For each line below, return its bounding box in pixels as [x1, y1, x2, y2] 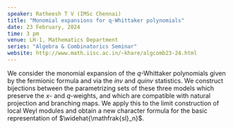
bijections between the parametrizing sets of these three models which [7, 84, 215, 92]
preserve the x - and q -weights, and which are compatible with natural [7, 91, 211, 99]
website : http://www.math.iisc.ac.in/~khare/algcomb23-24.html [7, 50, 198, 57]
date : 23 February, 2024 [7, 23, 80, 30]
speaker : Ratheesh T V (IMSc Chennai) [7, 10, 121, 18]
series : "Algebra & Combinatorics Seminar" [7, 43, 138, 50]
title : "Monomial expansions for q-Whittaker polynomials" [7, 17, 185, 24]
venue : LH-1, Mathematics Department [7, 37, 119, 44]
